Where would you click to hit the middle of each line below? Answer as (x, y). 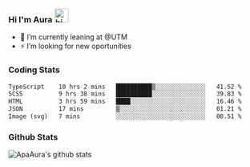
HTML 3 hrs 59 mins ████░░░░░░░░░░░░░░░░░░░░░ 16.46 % (125, 102)
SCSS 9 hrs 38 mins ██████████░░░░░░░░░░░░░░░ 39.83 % (125, 94)
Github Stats (33, 136)
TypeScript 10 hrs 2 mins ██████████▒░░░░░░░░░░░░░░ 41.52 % (125, 87)
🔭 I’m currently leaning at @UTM (74, 37)
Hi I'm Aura (30, 19)
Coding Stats (34, 70)
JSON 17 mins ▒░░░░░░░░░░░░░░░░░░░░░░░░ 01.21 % (125, 109)
